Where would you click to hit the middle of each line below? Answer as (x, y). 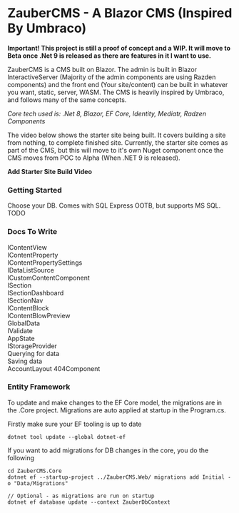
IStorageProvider (32, 346)
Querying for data (34, 353)
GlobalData (24, 323)
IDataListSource (31, 270)
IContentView (27, 247)
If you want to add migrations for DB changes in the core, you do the (108, 450)
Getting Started (35, 190)
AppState (21, 338)
